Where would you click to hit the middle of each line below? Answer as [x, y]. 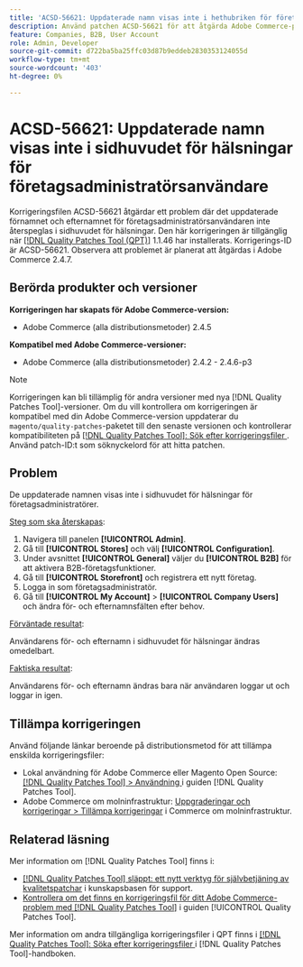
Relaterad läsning [60, 839]
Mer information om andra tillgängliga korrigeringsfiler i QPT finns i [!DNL [145, 934]
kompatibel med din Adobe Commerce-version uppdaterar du [124, 416]
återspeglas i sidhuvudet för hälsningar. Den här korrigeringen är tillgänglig [148, 230]
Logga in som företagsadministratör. [90, 587]
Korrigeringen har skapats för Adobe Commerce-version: [119, 309]
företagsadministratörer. [54, 504]
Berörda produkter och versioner [103, 288]
